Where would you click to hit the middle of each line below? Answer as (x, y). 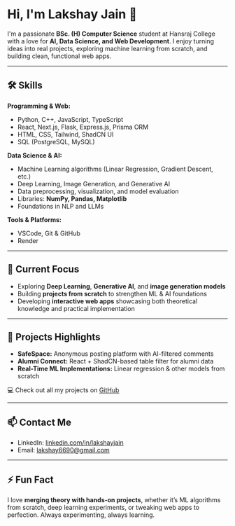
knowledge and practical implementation (76, 308)
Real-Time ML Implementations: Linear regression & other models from (121, 369)
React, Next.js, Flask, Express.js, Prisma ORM (83, 127)
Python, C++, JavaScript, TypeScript (70, 119)
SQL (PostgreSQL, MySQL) (56, 141)
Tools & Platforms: (34, 219)
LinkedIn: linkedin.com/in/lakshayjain (70, 443)
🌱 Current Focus (43, 269)
